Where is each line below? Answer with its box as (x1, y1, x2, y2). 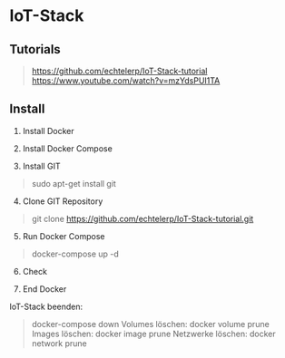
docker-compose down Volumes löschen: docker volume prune (31, 318, 270, 329)
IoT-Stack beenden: (9, 301, 84, 312)
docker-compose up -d (31, 248, 120, 259)
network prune (31, 337, 88, 349)
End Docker (22, 283, 67, 295)
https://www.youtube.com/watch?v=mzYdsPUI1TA (31, 75, 221, 86)
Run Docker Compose (22, 230, 105, 241)
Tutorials (9, 42, 61, 57)
